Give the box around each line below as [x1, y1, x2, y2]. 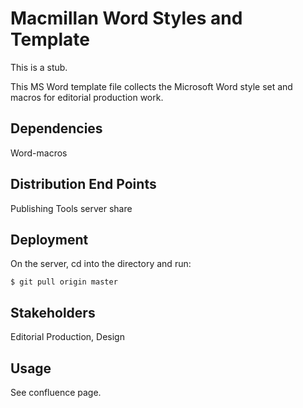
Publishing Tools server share [10, 202, 133, 214]
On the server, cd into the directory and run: [10, 258, 192, 270]
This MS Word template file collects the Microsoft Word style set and [10, 80, 293, 92]
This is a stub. [10, 61, 68, 73]
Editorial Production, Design [10, 331, 125, 343]
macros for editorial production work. [10, 91, 164, 103]
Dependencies [10, 120, 103, 137]
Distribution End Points [10, 176, 157, 193]
